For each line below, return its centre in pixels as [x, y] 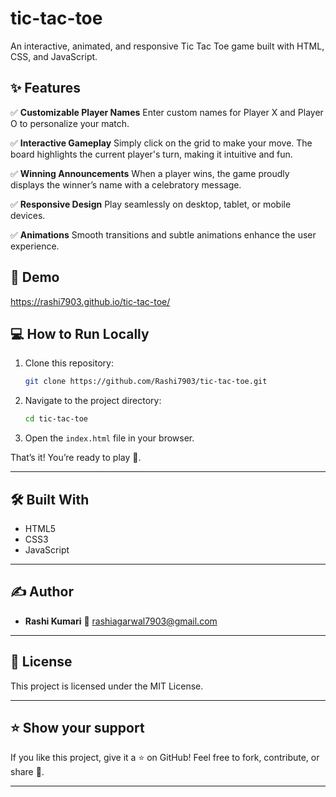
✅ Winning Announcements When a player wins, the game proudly [150, 173]
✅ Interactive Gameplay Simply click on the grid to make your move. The [161, 143]
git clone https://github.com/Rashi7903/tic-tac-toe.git [146, 382]
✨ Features [45, 88]
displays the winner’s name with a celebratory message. [126, 184]
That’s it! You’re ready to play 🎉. [76, 458]
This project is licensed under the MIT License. [107, 686]
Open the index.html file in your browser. [109, 438]
